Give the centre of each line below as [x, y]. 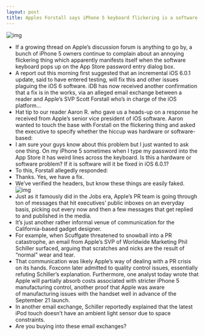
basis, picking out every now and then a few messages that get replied [104, 209]
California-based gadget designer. [58, 228]
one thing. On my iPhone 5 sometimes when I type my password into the [106, 151]
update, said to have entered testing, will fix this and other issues [97, 79]
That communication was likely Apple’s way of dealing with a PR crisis [103, 261]
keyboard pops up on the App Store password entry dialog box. [95, 66]
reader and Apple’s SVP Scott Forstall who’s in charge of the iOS [96, 99]
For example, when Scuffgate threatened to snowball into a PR [93, 235]
